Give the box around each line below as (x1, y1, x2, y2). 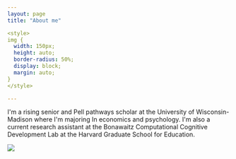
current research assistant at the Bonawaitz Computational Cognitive (7, 123, 208, 131)
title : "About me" (7, 17, 61, 24)
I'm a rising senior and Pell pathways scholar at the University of (7, 107, 195, 117)
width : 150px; (13, 43, 55, 50)
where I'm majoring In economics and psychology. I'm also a (34, 115, 211, 124)
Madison (7, 115, 33, 124)
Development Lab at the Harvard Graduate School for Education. (7, 130, 196, 139)
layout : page (7, 10, 46, 18)
